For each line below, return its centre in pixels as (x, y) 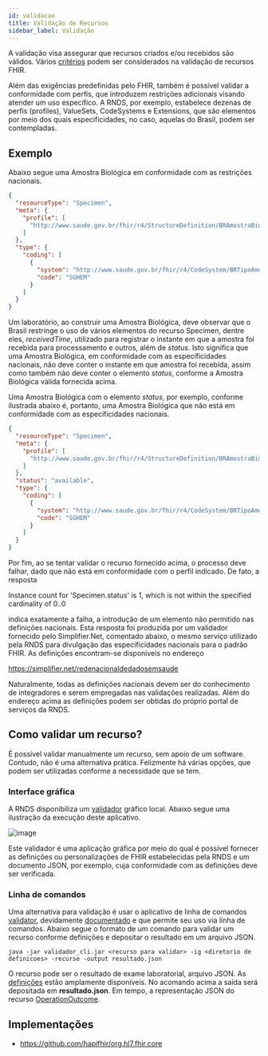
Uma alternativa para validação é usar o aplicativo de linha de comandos (128, 912)
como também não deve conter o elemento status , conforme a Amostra (126, 373)
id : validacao (32, 16)
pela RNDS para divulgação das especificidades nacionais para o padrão (128, 645)
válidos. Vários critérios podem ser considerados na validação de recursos (131, 62)
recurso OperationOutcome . (54, 999)
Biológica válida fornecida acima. (63, 382)
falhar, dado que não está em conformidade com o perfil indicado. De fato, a (134, 571)
